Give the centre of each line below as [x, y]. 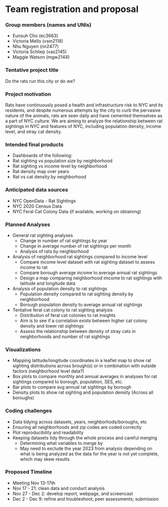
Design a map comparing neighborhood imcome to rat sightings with [91, 278]
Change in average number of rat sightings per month [75, 246]
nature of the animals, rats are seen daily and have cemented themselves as [84, 116]
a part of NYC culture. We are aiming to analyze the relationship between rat [84, 121]
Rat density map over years [41, 172]
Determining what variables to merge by [61, 443]
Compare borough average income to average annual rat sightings [89, 272]
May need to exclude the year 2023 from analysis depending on [86, 448]
